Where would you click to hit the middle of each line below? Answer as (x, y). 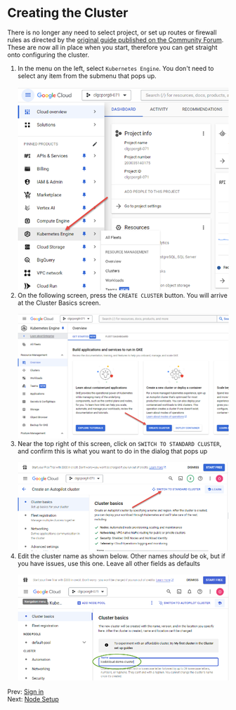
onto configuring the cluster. (48, 55)
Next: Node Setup (33, 699)
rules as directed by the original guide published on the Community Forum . (116, 39)
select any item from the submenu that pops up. (87, 76)
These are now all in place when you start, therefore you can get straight (112, 47)
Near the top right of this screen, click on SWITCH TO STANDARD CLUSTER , (119, 443)
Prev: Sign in (26, 692)
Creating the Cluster (68, 13)
